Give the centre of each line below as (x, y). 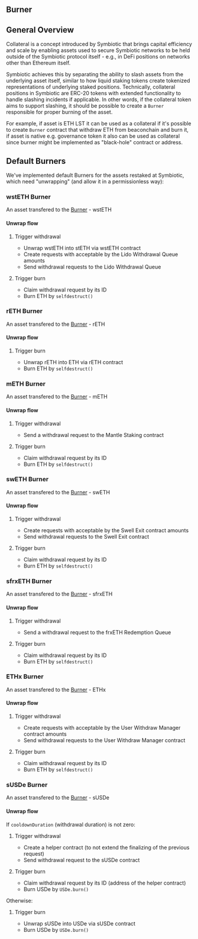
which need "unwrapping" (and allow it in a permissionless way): (85, 182)
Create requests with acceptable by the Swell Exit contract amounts (106, 530)
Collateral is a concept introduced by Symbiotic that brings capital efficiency (99, 44)
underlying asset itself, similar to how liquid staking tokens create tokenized (98, 81)
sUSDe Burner (27, 785)
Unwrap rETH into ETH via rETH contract (73, 362)
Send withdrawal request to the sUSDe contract (82, 860)
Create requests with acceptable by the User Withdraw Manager (102, 728)
